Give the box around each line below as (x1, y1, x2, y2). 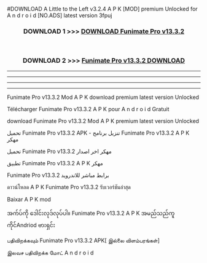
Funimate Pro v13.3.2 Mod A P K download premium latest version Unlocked (7, 93, 199, 101)
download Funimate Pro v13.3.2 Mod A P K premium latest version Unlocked (7, 117, 199, 125)
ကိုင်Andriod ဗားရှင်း (7, 221, 56, 229)
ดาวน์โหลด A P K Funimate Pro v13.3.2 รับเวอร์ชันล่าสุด (7, 183, 131, 190)
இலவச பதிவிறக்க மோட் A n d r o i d (7, 249, 94, 256)
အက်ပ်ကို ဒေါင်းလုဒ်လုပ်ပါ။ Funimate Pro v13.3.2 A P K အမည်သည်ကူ (7, 209, 175, 217)
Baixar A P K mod (7, 195, 52, 203)
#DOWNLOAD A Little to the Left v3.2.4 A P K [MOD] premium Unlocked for (7, 6, 198, 12)
